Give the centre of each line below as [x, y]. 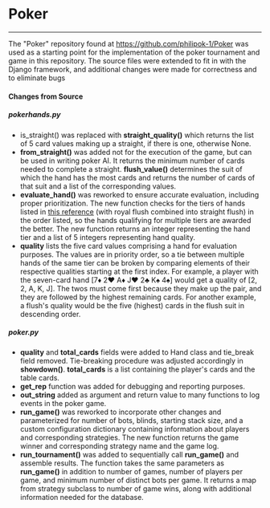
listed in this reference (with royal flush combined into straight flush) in [137, 211]
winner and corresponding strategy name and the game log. [119, 446]
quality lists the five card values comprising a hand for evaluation [128, 246]
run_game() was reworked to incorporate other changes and [121, 412]
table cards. [40, 378]
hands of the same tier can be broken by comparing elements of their [135, 262]
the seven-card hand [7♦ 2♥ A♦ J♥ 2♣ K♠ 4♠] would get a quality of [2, [139, 280]
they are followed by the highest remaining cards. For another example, [138, 297]
